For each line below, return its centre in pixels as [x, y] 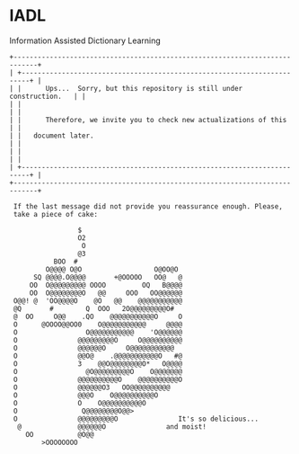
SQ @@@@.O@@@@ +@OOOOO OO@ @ [107, 277]
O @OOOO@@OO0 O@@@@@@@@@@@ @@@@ [97, 325]
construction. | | [48, 96]
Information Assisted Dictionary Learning [85, 40]
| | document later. [52, 136]
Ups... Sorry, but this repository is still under [144, 88]
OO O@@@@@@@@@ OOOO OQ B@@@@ [106, 285]
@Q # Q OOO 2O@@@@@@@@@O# [94, 308]
